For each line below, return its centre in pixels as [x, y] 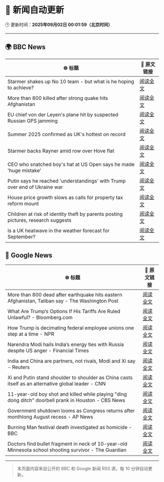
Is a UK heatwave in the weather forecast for [59, 230]
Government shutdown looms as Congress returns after [71, 410]
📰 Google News [29, 255]
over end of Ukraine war [35, 187]
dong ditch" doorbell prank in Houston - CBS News [66, 400]
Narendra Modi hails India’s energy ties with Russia [66, 344]
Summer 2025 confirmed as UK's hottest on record [67, 134]
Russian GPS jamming [33, 121]
